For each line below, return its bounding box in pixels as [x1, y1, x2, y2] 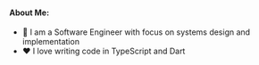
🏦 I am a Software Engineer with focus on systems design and [21, 27, 251, 37]
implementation [21, 37, 80, 47]
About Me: [9, 7, 50, 18]
